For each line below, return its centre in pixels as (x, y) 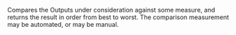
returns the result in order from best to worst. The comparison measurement (118, 17)
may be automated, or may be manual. (63, 24)
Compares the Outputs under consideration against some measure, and (111, 10)
